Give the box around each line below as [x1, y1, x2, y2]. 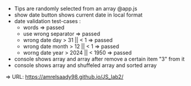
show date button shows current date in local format [14, 11, 143, 18]
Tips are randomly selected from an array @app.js [14, 5, 137, 12]
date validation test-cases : [14, 18, 81, 24]
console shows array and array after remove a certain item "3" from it [14, 56, 185, 62]
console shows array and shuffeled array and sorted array [14, 62, 157, 69]
